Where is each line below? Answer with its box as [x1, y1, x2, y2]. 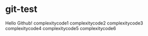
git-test [5, 3, 38, 15]
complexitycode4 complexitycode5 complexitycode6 [5, 25, 117, 31]
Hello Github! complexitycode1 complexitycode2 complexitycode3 [5, 20, 143, 26]
